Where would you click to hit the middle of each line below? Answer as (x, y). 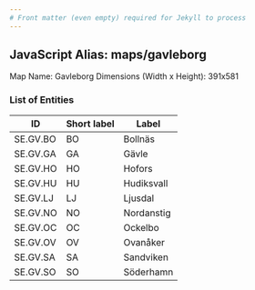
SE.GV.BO (35, 139)
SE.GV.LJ (34, 198)
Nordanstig (147, 213)
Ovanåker (144, 242)
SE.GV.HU (36, 183)
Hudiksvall (146, 183)
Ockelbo (141, 227)
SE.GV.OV (35, 242)
